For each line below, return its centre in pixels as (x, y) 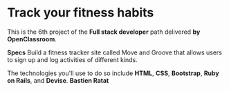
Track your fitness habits (81, 13)
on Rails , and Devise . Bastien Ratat (58, 80)
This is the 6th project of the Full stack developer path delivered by (104, 32)
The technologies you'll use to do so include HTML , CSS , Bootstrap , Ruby (113, 73)
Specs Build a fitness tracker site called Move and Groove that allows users (115, 52)
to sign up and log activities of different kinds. (73, 59)
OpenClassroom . (32, 39)
